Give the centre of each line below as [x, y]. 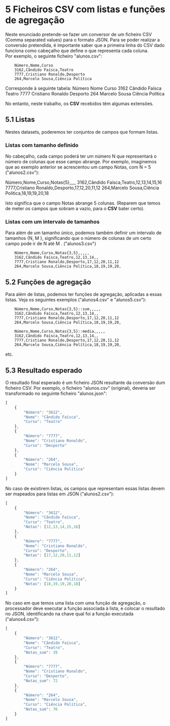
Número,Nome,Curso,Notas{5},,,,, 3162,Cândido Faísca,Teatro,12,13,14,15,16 [84, 183]
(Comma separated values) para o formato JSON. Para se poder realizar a [82, 40]
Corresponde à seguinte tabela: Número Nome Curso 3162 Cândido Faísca [83, 88]
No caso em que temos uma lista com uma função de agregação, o [75, 603]
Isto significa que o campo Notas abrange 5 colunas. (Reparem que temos [83, 203]
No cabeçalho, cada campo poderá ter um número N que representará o [81, 156]
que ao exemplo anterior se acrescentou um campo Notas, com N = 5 [78, 167]
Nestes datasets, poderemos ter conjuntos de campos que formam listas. [82, 132]
